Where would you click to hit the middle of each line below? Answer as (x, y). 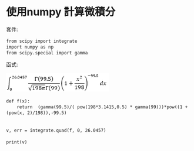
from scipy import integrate (42, 41)
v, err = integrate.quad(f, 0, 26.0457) (56, 130)
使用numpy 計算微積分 (61, 12)
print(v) (17, 142)
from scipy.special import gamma (47, 53)
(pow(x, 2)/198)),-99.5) (36, 113)
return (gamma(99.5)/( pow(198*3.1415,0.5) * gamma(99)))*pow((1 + (102, 107)
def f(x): (18, 101)
